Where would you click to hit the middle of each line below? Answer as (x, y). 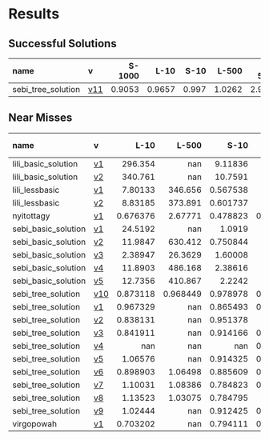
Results (34, 14)
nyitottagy (31, 215)
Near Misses (40, 118)
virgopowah (35, 423)
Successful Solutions (63, 44)
